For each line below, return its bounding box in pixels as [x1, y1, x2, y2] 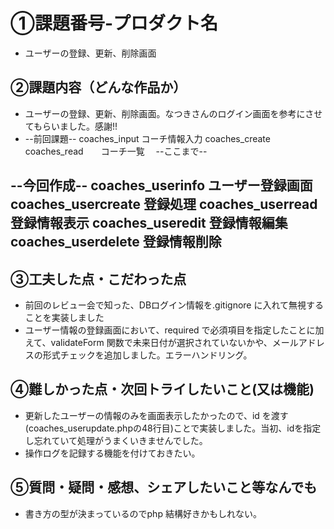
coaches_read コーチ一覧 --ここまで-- [24, 145, 208, 157]
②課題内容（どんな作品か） [10, 79, 187, 96]
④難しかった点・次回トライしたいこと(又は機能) [10, 381, 315, 398]
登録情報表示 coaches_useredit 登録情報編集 [10, 215, 288, 232]
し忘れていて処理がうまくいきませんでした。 [24, 434, 208, 446]
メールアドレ [271, 336, 325, 348]
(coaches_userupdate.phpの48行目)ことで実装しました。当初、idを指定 [24, 422, 322, 434]
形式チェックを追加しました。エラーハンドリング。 [42, 349, 253, 361]
